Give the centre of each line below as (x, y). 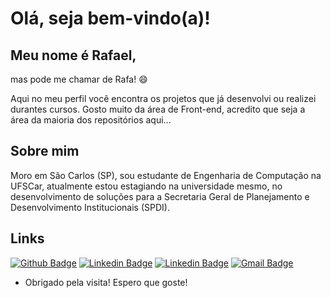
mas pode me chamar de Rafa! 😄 (79, 79)
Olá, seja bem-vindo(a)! (110, 18)
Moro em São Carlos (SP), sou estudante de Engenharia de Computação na (166, 175)
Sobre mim (45, 151)
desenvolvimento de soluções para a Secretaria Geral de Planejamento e (160, 196)
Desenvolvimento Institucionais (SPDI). (90, 207)
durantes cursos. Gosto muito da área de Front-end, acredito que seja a (158, 109)
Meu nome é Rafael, (73, 55)
